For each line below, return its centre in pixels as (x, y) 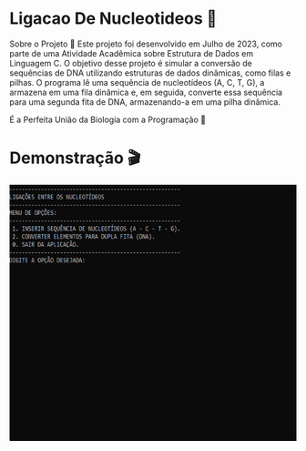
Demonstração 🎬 (75, 158)
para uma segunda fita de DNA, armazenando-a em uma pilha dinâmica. (145, 102)
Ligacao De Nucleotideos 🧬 (113, 19)
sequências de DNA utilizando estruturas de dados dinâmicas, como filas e (150, 73)
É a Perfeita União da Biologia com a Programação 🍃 (108, 119)
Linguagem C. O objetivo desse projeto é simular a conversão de (131, 63)
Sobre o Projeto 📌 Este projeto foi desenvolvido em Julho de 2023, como (146, 44)
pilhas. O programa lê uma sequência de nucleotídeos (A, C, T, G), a (137, 82)
